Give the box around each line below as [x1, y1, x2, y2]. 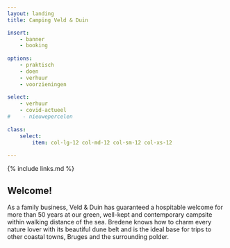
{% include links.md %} [7, 165, 75, 173]
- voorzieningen [19, 81, 67, 88]
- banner [19, 35, 45, 42]
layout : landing [7, 10, 54, 17]
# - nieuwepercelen [7, 113, 73, 120]
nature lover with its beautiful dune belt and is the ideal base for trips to [7, 225, 212, 233]
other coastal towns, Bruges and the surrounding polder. [7, 232, 169, 240]
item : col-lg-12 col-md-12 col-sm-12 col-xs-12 [32, 139, 172, 146]
